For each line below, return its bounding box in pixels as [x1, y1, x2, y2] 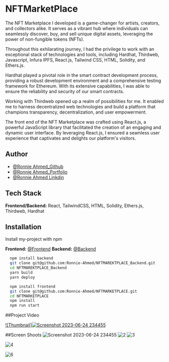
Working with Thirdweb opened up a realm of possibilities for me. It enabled [5, 98, 164, 104]
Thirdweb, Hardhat [5, 208, 45, 214]
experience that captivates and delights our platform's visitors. [5, 135, 136, 141]
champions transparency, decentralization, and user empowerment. [5, 109, 147, 115]
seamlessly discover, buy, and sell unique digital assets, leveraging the [5, 31, 153, 37]
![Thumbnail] [5, 322, 32, 328]
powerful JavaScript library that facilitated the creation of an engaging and [5, 124, 161, 130]
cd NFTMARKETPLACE [10, 293, 49, 298]
